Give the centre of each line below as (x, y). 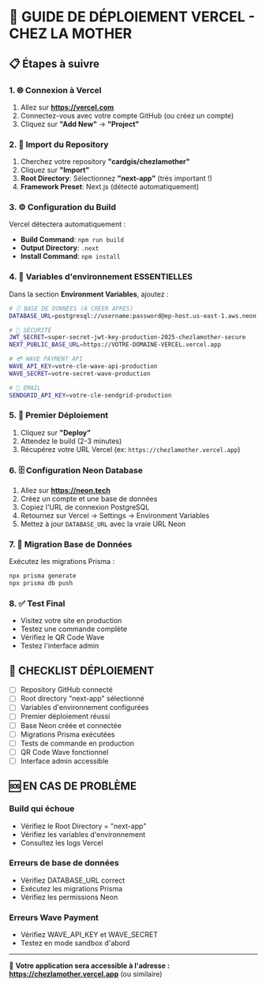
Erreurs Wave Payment (54, 917)
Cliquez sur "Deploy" (56, 432)
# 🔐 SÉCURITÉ (30, 330)
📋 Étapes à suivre (54, 63)
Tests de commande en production (77, 743)
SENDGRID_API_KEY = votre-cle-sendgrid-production (90, 395)
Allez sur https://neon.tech (66, 491)
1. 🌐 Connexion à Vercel (55, 90)
